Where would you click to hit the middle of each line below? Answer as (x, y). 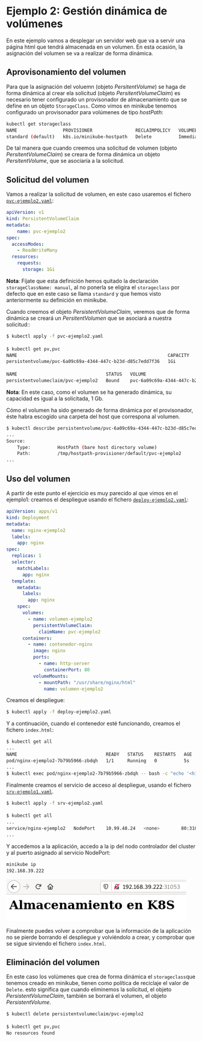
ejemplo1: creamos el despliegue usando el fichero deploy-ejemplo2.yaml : (97, 499)
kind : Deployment (28, 517)
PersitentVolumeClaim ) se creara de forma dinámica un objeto (83, 154)
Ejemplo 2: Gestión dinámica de (87, 11)
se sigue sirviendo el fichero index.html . (56, 943)
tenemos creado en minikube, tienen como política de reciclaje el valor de (98, 983)
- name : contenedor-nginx (60, 644)
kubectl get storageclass (38, 124)
